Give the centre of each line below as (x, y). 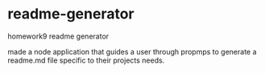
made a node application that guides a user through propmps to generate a (132, 51)
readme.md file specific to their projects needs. (86, 60)
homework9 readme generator (58, 36)
